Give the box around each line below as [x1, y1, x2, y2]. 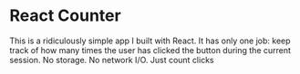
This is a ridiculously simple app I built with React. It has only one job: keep [9, 35, 291, 46]
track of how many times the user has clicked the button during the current [9, 44, 292, 55]
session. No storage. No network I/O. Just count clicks [9, 54, 214, 65]
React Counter [9, 5, 121, 26]
